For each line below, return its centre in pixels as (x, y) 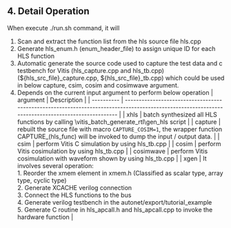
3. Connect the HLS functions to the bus (74, 195)
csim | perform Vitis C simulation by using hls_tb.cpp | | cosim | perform (119, 143)
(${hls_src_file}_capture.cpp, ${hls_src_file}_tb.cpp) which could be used (121, 78)
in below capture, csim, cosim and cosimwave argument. (98, 85)
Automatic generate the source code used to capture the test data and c (120, 63)
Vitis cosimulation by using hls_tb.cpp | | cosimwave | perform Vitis (112, 151)
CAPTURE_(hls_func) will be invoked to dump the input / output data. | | (118, 136)
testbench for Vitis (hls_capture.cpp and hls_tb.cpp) (90, 70)
